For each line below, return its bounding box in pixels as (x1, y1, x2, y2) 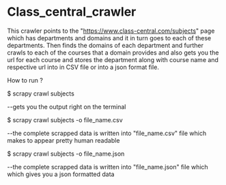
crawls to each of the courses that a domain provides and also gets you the (7, 48, 219, 57)
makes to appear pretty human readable (7, 136, 120, 144)
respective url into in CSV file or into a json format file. (7, 63, 159, 71)
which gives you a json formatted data (7, 170, 115, 178)
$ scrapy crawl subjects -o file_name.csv (7, 115, 123, 124)
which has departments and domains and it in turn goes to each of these (7, 33, 212, 42)
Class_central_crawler (7, 4, 137, 20)
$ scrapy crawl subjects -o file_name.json (7, 150, 125, 158)
